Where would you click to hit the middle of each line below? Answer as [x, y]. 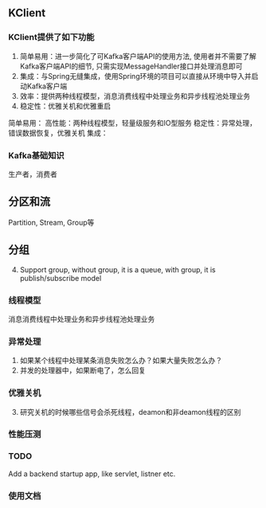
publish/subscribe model [61, 278]
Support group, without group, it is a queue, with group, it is [118, 269]
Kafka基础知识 [37, 155]
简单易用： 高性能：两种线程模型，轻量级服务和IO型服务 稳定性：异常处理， [133, 123]
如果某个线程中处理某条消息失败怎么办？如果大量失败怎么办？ [121, 361]
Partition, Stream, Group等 [51, 222]
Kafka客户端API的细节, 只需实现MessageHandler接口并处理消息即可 [131, 66]
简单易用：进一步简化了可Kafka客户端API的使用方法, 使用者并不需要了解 [138, 56]
